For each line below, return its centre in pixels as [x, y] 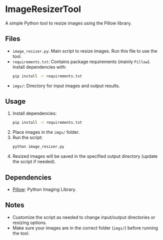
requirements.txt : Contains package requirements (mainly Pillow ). [81, 62]
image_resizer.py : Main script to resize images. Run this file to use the [85, 51]
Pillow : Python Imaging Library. [44, 189]
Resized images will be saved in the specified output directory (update [85, 156]
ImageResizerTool [43, 9]
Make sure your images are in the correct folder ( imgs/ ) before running [85, 228]
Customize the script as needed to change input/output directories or [84, 217]
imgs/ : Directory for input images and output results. [66, 86]
